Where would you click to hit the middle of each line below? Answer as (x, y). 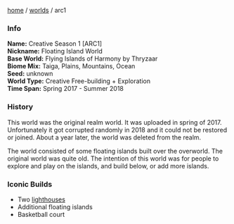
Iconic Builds (30, 184)
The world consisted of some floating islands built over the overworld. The (115, 151)
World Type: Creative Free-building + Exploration (79, 81)
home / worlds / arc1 (37, 10)
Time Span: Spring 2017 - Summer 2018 (66, 89)
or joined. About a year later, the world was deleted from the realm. (104, 137)
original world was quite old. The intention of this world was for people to (113, 158)
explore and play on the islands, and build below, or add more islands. (108, 166)
